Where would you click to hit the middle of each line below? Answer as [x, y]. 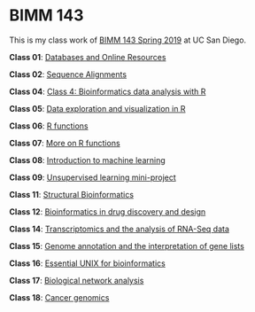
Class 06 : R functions [49, 126]
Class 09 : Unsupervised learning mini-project [93, 177]
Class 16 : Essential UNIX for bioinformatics [87, 263]
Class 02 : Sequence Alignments [68, 74]
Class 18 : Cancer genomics [59, 297]
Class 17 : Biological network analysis [77, 280]
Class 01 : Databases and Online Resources [88, 57]
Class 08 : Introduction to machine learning [87, 160]
